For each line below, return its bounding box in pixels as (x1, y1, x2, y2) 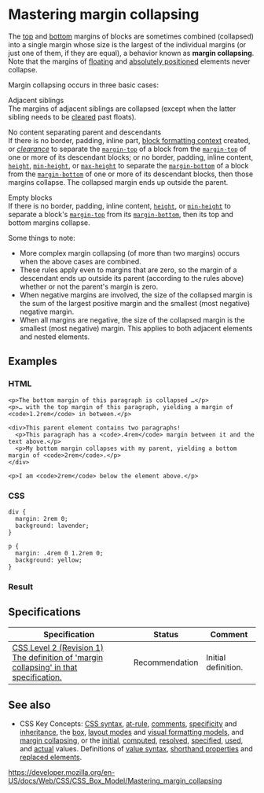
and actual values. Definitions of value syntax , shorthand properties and (19, 744, 253, 754)
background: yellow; (15, 556, 82, 564)
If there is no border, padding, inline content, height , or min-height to (8, 201, 232, 210)
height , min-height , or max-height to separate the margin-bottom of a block (8, 160, 249, 170)
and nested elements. (19, 332, 90, 341)
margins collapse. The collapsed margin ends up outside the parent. (8, 177, 229, 186)
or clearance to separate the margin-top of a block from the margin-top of (8, 144, 247, 153)
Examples (8, 355, 57, 368)
